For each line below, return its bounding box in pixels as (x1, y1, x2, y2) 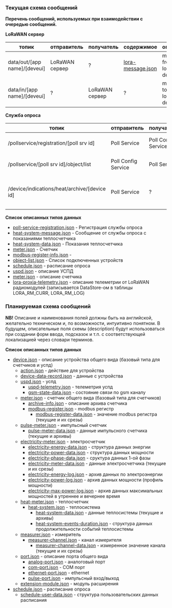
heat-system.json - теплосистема (28, 504, 101, 510)
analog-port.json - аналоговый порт (28, 559, 105, 565)
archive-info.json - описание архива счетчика (28, 400, 127, 406)
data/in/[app (8, 86, 38, 94)
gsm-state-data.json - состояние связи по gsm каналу (28, 389, 146, 395)
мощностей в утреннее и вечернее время (28, 493, 120, 499)
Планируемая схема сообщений (5, 303, 91, 310)
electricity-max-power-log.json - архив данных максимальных (28, 488, 163, 494)
